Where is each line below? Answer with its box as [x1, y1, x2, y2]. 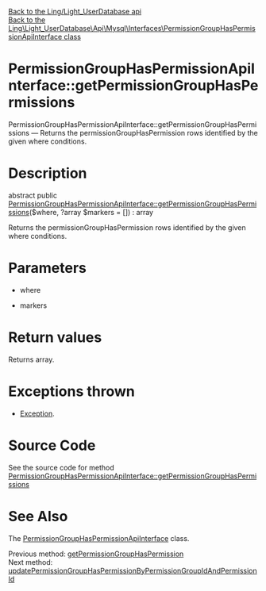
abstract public [8, 190, 58, 200]
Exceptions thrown [8, 382, 135, 400]
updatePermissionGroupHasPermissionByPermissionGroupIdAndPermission [8, 566, 257, 575]
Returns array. [8, 355, 55, 364]
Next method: [8, 557, 53, 566]
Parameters [8, 259, 87, 277]
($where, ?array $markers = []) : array [29, 207, 153, 217]
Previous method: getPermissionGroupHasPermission [8, 549, 184, 558]
